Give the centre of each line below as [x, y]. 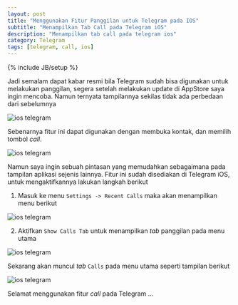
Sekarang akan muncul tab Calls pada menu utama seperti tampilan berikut [119, 266]
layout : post [27, 14]
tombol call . [25, 139]
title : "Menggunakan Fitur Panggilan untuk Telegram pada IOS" [103, 21]
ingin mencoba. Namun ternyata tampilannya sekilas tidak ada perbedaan [115, 96]
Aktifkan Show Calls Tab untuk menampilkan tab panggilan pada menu [121, 231]
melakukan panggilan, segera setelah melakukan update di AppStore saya [116, 89]
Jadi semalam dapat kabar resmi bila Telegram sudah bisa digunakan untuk [118, 81]
